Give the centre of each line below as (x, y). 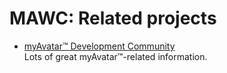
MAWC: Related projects (113, 18)
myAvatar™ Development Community (99, 46)
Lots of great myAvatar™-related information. (115, 56)
